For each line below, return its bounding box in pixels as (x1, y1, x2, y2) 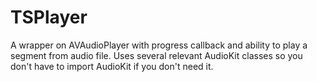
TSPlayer (10, 6, 88, 29)
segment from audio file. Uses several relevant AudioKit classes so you (10, 49, 303, 61)
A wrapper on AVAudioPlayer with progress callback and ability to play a (10, 39, 308, 51)
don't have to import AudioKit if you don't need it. (10, 60, 214, 72)
